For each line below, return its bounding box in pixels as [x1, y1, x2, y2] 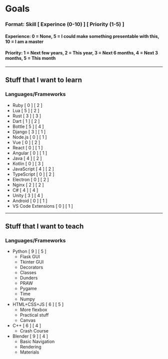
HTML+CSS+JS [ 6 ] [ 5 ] [12, 302, 64, 308]
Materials [19, 349, 39, 355]
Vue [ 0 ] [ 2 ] [12, 139, 40, 145]
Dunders [19, 275, 38, 281]
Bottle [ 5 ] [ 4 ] [12, 123, 44, 129]
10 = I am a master [5, 38, 44, 44]
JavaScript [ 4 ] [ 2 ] [12, 166, 54, 172]
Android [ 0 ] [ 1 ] [12, 198, 47, 204]
